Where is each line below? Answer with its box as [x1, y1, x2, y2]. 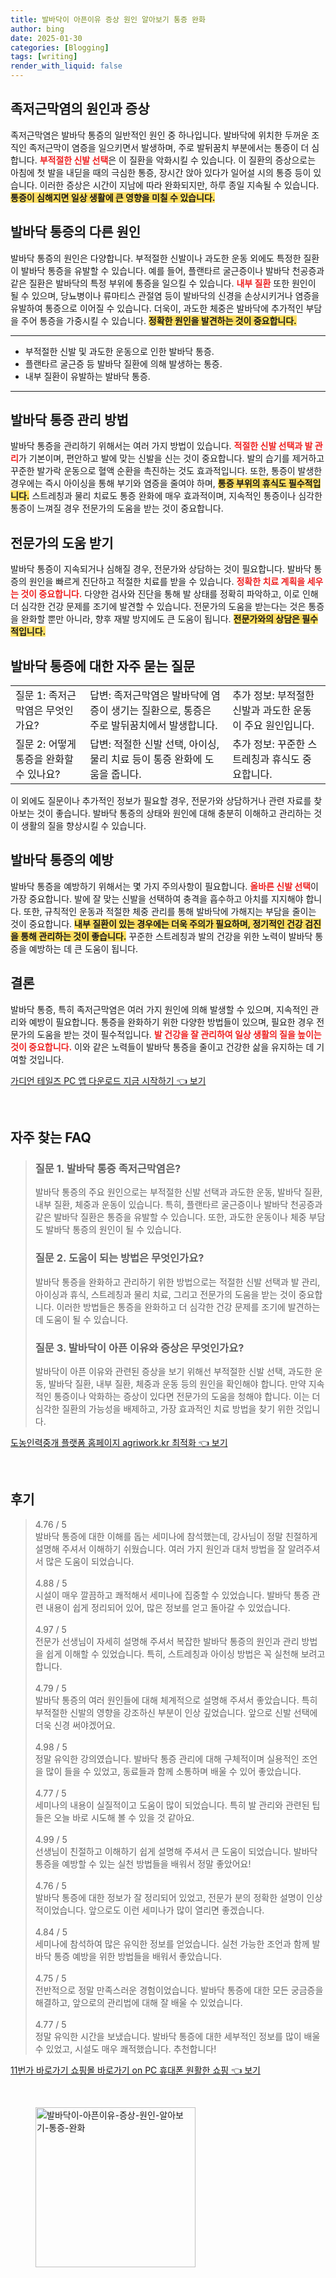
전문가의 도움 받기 [10, 534, 114, 551]
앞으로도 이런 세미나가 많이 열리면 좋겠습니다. [88, 1904, 265, 1916]
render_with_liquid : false [10, 61, 123, 71]
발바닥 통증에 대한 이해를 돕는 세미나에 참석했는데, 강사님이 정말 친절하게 [34, 1530, 318, 1542]
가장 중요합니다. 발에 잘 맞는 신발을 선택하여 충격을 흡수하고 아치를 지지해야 [10, 892, 304, 905]
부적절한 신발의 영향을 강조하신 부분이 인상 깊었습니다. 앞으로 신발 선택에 [34, 1706, 318, 1718]
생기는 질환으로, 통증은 [111, 704, 212, 718]
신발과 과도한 [232, 704, 291, 718]
